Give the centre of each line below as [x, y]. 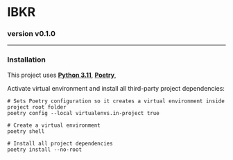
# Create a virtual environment [54, 125]
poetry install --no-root [44, 150]
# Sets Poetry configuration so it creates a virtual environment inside [116, 101]
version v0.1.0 [32, 34]
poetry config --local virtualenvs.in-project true [83, 113]
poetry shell [26, 131]
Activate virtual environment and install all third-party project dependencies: [116, 88]
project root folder [37, 107]
